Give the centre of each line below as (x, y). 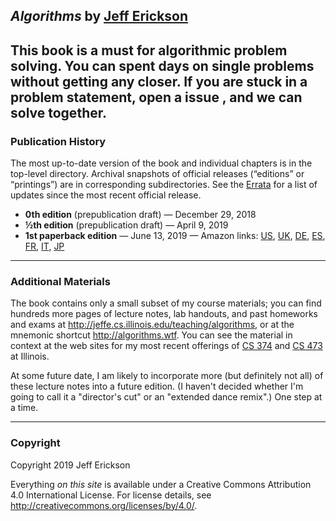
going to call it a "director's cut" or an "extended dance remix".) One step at (166, 397)
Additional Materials (60, 281)
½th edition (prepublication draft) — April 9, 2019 (126, 225)
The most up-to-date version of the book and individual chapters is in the (161, 163)
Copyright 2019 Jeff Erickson (70, 465)
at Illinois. (30, 356)
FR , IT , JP (44, 246)
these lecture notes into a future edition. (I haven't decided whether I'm (157, 386)
